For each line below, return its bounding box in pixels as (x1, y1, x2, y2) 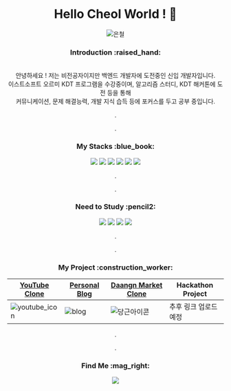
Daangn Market (111, 281, 163, 290)
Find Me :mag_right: (81, 361, 150, 371)
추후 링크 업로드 (169, 302, 218, 312)
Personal (69, 281, 100, 290)
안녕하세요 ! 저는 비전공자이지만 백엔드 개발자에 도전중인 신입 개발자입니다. (15, 72, 216, 80)
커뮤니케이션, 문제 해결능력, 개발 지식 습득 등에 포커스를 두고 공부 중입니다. (16, 97, 215, 106)
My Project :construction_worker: (58, 262, 173, 272)
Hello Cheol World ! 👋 (54, 6, 177, 22)
